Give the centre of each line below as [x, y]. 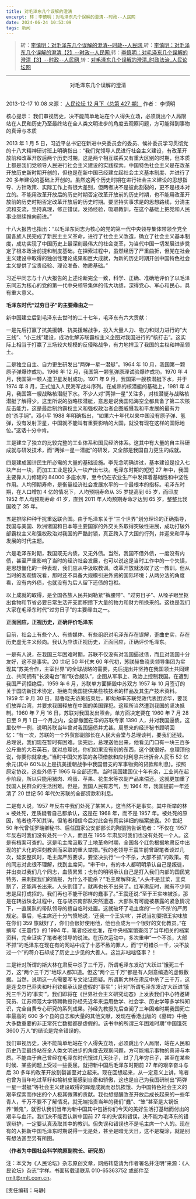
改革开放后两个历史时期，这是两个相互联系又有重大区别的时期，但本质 [106, 158]
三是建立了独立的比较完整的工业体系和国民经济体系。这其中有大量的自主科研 [98, 443]
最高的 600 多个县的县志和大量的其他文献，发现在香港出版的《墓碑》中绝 [99, 1016]
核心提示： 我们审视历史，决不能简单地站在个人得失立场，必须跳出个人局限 [96, 116]
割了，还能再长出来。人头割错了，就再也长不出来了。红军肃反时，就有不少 [95, 887]
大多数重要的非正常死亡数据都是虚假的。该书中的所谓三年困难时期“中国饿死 [97, 1023]
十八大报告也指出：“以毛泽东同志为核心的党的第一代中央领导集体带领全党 [94, 229]
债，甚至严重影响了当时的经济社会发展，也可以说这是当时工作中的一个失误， [98, 561]
